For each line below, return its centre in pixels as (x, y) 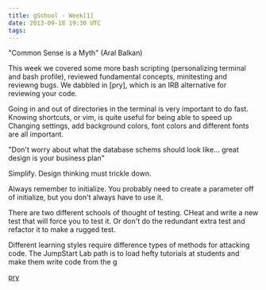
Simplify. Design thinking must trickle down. (80, 174)
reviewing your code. (43, 94)
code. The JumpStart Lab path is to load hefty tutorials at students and (124, 253)
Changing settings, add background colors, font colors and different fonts (129, 126)
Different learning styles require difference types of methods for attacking (129, 245)
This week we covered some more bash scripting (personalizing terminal (127, 68)
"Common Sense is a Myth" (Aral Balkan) (75, 53)
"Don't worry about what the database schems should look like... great (124, 150)
